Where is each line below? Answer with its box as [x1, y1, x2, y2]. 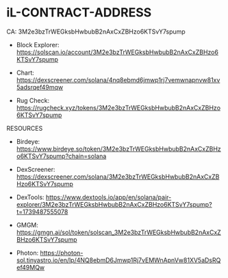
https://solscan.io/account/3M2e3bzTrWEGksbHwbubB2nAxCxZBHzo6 [16, 48, 218, 56]
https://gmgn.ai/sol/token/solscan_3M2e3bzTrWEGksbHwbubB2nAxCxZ [16, 228, 222, 236]
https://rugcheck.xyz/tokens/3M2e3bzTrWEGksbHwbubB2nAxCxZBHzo [16, 103, 220, 112]
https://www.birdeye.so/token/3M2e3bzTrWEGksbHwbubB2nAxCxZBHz [16, 144, 222, 153]
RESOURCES [6, 124, 43, 132]
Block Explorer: [16, 40, 60, 49]
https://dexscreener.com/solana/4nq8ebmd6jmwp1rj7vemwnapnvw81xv [16, 75, 220, 84]
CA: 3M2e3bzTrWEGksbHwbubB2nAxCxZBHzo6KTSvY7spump [6, 27, 186, 36]
